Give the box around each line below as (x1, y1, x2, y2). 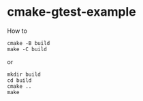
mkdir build (7, 71, 41, 78)
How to (7, 27, 27, 35)
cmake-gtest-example (7, 4, 136, 20)
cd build (7, 76, 32, 84)
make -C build (7, 46, 48, 53)
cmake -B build (7, 40, 50, 46)
